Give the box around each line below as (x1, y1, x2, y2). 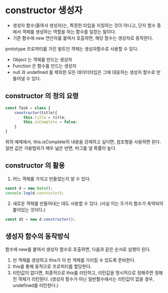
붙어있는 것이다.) (12, 206, 46, 213)
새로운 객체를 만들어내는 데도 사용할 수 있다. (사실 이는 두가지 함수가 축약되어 (12, 200, 164, 206)
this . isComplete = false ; (23, 119, 78, 124)
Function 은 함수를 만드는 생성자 (12, 63, 77, 69)
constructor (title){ (14, 110, 58, 115)
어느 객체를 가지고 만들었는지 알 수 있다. (12, 176, 91, 182)
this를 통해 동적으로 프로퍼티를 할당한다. (12, 264, 92, 270)
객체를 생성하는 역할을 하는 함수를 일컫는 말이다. (22, 28, 117, 34)
